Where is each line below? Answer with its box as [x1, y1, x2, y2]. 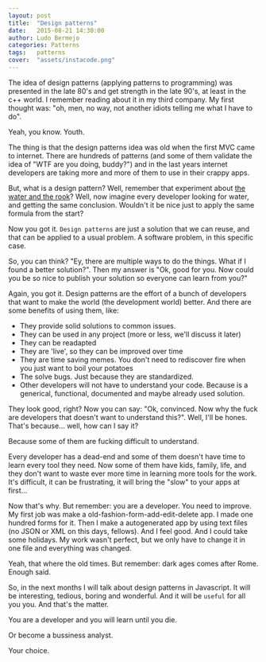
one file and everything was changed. [8, 543, 133, 553]
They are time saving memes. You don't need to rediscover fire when [19, 355, 246, 364]
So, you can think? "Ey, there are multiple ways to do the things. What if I [8, 256, 246, 266]
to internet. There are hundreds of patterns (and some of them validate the [8, 150, 253, 160]
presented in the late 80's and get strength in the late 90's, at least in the [8, 86, 246, 95]
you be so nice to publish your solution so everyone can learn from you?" [8, 273, 248, 282]
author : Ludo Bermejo [8, 33, 80, 42]
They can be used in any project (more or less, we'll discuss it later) [19, 329, 241, 339]
